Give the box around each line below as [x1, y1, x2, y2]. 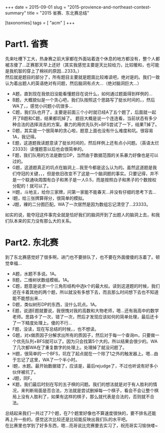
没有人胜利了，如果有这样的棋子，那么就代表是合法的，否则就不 [21, 393, 150, 400]
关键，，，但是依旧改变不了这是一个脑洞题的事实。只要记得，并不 [29, 171, 159, 176]
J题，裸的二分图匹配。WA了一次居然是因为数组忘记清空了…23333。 [12, 201, 151, 207]
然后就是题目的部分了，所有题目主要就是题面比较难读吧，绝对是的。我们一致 [5, 74, 160, 80]
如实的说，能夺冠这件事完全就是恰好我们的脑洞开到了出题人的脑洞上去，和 [5, 211, 156, 218]
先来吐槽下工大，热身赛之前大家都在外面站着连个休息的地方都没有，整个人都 [5, 56, 160, 61]
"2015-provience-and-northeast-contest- [67, 4, 151, 10]
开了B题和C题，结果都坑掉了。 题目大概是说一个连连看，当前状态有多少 [12, 115, 158, 121]
